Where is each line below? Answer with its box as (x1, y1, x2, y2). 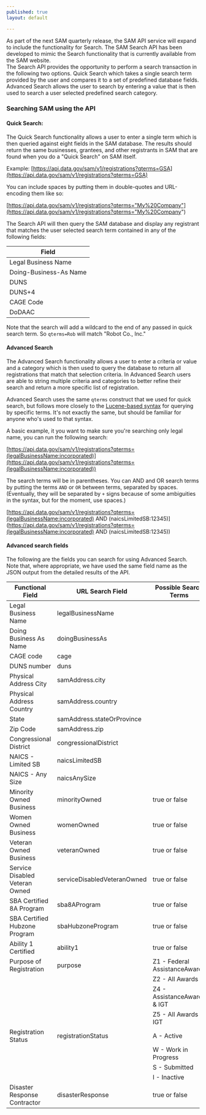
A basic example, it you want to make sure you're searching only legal (6, 427, 183, 434)
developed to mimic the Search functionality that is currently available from (6, 50, 196, 57)
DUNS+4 (9, 288, 36, 296)
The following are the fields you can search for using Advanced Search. (6, 556, 188, 563)
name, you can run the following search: (6, 433, 109, 441)
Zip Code (9, 725, 36, 733)
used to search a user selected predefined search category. (6, 89, 158, 96)
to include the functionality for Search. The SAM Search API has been (6, 44, 183, 51)
